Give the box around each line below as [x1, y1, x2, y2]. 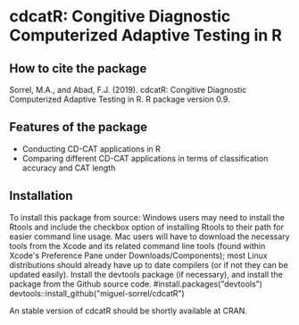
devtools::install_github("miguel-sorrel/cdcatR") [9, 287, 185, 298]
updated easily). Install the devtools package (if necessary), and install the [9, 269, 283, 279]
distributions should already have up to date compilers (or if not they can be [9, 259, 288, 270]
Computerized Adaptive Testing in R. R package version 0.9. [9, 94, 230, 104]
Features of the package [9, 120, 148, 135]
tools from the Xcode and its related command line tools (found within [9, 240, 266, 251]
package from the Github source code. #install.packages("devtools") [9, 279, 263, 289]
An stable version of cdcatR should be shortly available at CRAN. [9, 305, 248, 316]
